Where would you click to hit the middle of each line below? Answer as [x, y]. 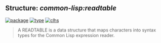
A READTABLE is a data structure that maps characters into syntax [87, 30]
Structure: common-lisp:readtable [61, 8]
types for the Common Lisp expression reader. [66, 35]
